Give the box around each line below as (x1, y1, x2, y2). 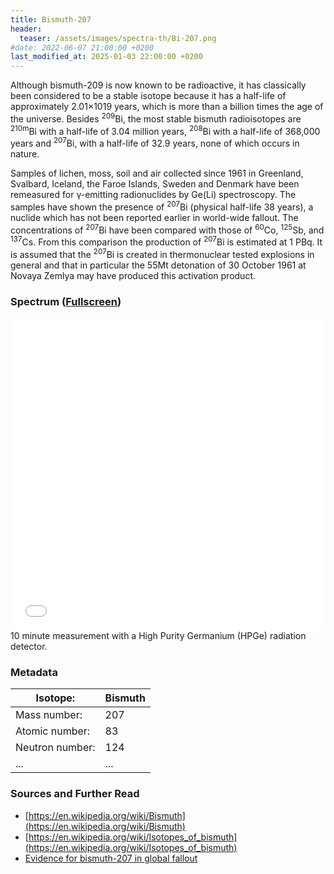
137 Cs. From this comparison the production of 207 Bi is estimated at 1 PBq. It (10, 234, 323, 248)
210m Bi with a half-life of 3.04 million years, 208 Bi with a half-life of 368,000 (10, 123, 321, 137)
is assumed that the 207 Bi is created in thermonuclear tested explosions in (10, 247, 315, 260)
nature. (10, 148, 40, 160)
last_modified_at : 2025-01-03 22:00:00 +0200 (10, 52, 203, 62)
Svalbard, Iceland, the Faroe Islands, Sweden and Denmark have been (10, 178, 300, 190)
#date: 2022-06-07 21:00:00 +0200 (10, 42, 155, 53)
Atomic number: (15, 724, 91, 738)
